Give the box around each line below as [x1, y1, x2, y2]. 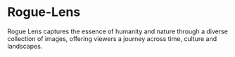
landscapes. [7, 42, 43, 50]
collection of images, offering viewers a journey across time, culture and [7, 34, 217, 42]
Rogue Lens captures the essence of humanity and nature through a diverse [7, 27, 229, 35]
